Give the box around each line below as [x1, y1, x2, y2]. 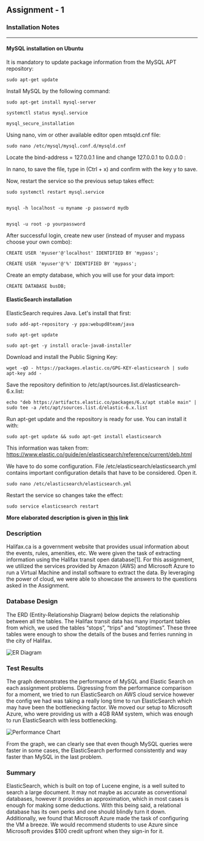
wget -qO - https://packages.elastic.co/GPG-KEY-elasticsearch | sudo [6, 365, 189, 371]
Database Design [6, 597, 58, 606]
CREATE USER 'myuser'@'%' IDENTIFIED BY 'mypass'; [6, 260, 137, 267]
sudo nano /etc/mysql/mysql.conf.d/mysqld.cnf [6, 143, 126, 149]
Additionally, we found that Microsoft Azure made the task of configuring [6, 815, 189, 822]
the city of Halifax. [6, 637, 53, 644]
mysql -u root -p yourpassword [6, 221, 86, 227]
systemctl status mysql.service [6, 110, 88, 116]
